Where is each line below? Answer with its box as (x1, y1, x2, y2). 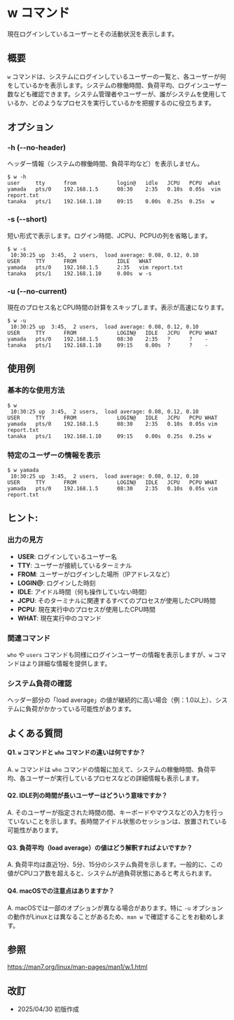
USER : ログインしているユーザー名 (17, 552, 118, 561)
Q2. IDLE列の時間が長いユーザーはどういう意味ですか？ (7, 791, 168, 800)
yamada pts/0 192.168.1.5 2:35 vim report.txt (7, 264, 184, 271)
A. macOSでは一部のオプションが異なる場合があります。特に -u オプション (7, 903, 223, 912)
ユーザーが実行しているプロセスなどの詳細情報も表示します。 (25, 774, 203, 782)
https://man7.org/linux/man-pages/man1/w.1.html (7, 963, 148, 971)
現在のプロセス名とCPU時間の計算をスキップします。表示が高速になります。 (7, 303, 228, 312)
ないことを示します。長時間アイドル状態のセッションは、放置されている (19, 817, 228, 826)
